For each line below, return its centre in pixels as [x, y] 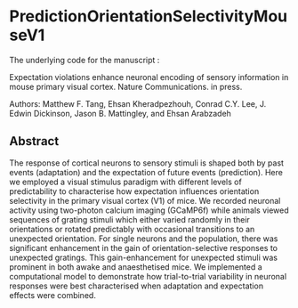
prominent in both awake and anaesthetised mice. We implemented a [136, 267]
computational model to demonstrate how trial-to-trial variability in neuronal [148, 276]
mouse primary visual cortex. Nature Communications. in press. [126, 86]
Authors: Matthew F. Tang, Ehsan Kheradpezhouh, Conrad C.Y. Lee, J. [138, 103]
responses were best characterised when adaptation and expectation [137, 286]
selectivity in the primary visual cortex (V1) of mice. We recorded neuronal [145, 200]
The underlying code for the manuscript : [85, 60]
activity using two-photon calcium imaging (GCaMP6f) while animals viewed [149, 210]
